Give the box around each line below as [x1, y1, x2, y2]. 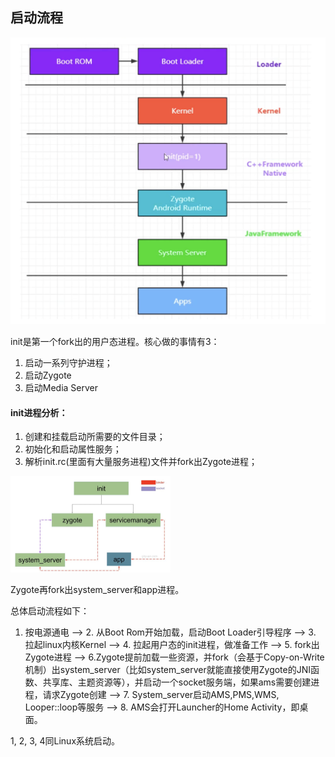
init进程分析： [10, 406, 68, 418]
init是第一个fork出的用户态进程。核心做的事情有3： [10, 336, 220, 348]
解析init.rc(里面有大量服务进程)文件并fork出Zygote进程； [24, 456, 258, 468]
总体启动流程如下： [10, 605, 90, 617]
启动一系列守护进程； [24, 357, 113, 369]
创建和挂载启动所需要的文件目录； [24, 431, 166, 443]
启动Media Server [24, 382, 99, 394]
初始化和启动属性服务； [24, 443, 122, 455]
